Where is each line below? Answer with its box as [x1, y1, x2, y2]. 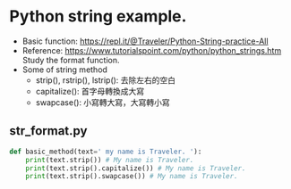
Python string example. [9, 6, 187, 27]
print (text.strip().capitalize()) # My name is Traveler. [25, 163, 246, 173]
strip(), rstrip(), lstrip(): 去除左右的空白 [35, 74, 176, 86]
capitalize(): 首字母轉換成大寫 [35, 86, 145, 96]
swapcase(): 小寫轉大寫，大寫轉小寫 [35, 96, 170, 108]
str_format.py [9, 123, 88, 139]
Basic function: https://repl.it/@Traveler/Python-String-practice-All [21, 36, 269, 46]
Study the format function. [21, 54, 120, 65]
